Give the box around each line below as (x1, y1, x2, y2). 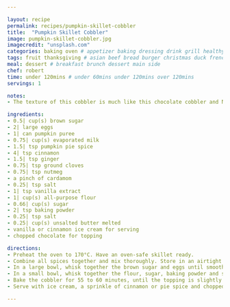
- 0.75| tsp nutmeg (7, 169, 63, 176)
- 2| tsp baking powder (7, 207, 75, 214)
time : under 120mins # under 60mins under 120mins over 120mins (7, 73, 194, 80)
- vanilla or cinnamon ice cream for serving (7, 226, 139, 233)
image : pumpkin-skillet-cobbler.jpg (7, 35, 112, 42)
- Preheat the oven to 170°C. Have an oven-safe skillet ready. (7, 251, 194, 258)
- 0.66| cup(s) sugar (7, 201, 69, 207)
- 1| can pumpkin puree (7, 130, 75, 137)
